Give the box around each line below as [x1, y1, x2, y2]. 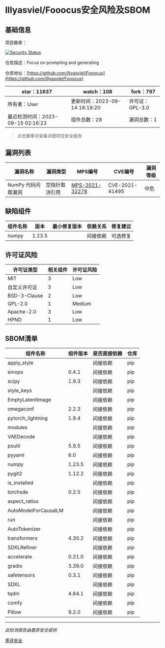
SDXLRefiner [7, 544, 37, 551]
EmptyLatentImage [7, 396, 52, 403]
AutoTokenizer [7, 525, 41, 532]
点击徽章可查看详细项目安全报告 [17, 133, 82, 138]
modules [7, 424, 28, 431]
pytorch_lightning [7, 415, 48, 421]
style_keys [7, 387, 32, 394]
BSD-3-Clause [7, 292, 43, 299]
